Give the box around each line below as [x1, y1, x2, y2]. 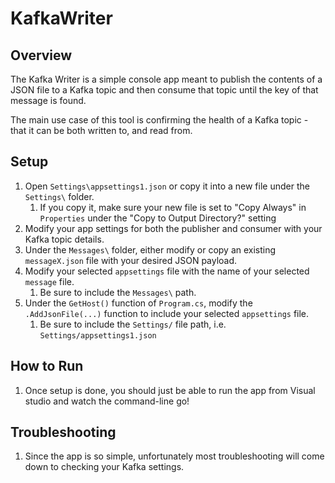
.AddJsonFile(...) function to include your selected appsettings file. [24, 307, 310, 319]
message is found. [10, 95, 87, 106]
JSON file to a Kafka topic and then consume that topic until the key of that [10, 84, 319, 96]
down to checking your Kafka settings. [24, 461, 185, 473]
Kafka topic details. [24, 233, 105, 245]
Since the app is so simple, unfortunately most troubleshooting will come [24, 450, 325, 462]
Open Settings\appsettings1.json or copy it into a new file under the [24, 180, 310, 192]
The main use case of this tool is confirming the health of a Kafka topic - [10, 114, 309, 126]
